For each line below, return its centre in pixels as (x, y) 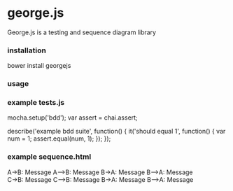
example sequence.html (49, 157)
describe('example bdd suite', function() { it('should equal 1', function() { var (116, 132)
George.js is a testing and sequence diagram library (82, 32)
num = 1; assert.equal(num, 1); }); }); (59, 139)
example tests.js (36, 103)
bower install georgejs (39, 66)
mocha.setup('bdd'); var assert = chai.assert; (72, 118)
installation (27, 50)
